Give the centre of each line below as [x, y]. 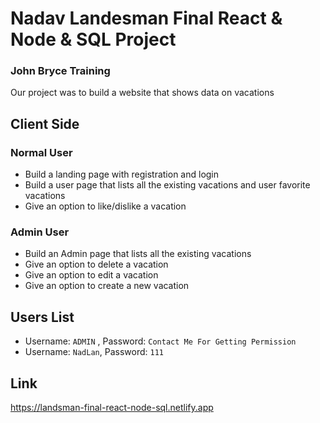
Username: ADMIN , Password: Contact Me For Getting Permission [160, 341]
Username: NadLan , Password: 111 [94, 352]
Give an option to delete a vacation [96, 264]
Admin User [40, 232]
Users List [42, 317]
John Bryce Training [60, 71]
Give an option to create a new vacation [107, 286]
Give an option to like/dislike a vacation [105, 206]
